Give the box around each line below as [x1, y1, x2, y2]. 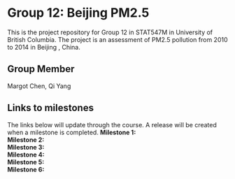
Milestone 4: [7, 150, 45, 159]
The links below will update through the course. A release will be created [7, 120, 217, 129]
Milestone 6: [7, 165, 45, 173]
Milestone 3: [7, 143, 45, 151]
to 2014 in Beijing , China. [7, 43, 80, 51]
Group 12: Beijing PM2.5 [7, 5, 150, 21]
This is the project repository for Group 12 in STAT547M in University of [7, 28, 213, 36]
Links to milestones [7, 102, 94, 114]
